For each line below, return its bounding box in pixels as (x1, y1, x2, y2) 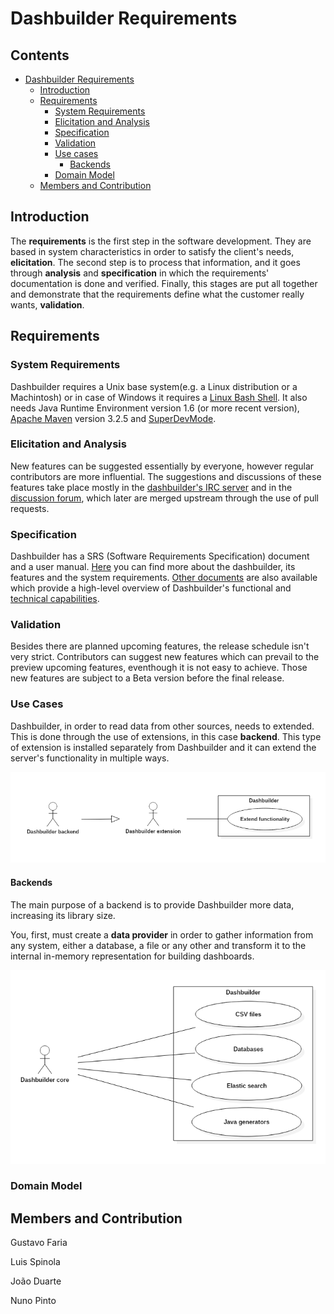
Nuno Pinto (10, 1295, 57, 1307)
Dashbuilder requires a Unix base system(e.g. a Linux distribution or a (10, 380, 298, 392)
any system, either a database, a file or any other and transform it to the (10, 939, 307, 951)
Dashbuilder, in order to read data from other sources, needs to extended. (10, 720, 315, 732)
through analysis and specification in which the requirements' (10, 267, 270, 279)
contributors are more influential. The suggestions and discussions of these (10, 470, 322, 482)
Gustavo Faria (10, 1237, 68, 1249)
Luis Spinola (10, 1256, 61, 1268)
